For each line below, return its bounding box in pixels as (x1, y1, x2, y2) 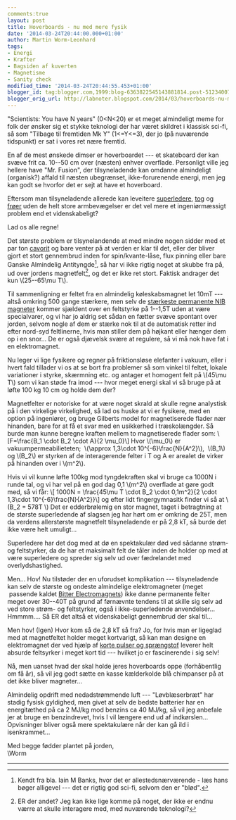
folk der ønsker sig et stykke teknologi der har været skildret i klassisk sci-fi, (7, 122, 228, 130)
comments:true (7, 10, 49, 18)
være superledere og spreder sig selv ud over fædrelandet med (7, 554, 192, 562)
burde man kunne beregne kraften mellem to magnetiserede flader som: (7, 429, 216, 438)
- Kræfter (7, 56, 37, 63)
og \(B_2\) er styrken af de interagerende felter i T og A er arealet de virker (7, 452, 223, 460)
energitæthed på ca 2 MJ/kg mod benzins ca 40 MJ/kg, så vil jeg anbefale (7, 705, 223, 714)
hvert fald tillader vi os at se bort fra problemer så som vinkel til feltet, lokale (7, 363, 228, 372)
